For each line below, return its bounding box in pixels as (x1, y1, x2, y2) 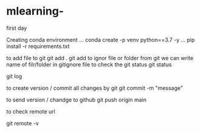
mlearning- (6, 4, 64, 18)
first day (6, 24, 27, 32)
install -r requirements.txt (6, 43, 70, 50)
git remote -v (6, 120, 39, 127)
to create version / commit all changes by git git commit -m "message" (6, 84, 183, 92)
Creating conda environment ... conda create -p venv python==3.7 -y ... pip (6, 36, 196, 43)
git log (6, 72, 22, 80)
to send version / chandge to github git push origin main (6, 96, 147, 103)
